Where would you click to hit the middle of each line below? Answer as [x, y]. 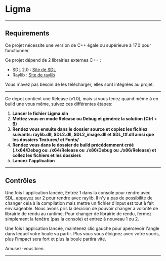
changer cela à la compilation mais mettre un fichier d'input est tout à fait [80, 203]
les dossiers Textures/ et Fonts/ [45, 140]
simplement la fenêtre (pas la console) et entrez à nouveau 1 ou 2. [72, 219]
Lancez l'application [34, 160]
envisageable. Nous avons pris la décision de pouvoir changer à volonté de [82, 208]
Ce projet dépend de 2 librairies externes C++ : [53, 60]
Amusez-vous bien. [25, 248]
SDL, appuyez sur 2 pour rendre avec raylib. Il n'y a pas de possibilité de [79, 198]
